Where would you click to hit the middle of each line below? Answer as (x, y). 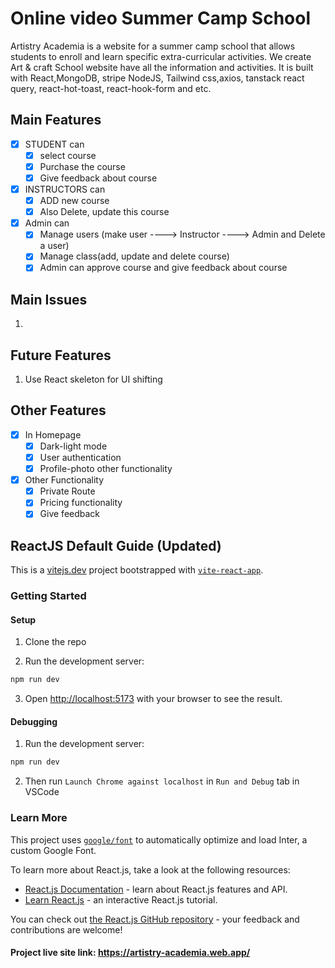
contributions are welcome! (66, 929)
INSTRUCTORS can (65, 189)
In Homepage (53, 434)
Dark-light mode (73, 446)
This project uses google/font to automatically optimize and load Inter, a (159, 839)
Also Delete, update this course (104, 212)
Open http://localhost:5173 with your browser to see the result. (153, 699)
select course (68, 155)
